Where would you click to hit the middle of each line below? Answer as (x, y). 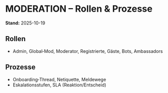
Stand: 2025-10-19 (25, 23)
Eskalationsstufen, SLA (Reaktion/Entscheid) (59, 85)
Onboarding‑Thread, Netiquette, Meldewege (59, 79)
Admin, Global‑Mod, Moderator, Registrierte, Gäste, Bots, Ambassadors (88, 51)
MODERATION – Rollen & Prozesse (79, 9)
